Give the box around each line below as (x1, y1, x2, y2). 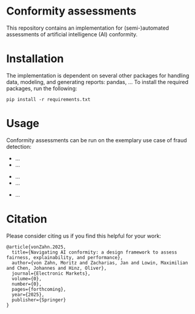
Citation (6, 212, 47, 226)
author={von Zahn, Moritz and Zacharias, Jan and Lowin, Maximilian (12, 260, 188, 266)
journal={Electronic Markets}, (12, 270, 91, 276)
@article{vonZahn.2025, (6, 244, 67, 250)
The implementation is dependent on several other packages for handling (6, 71, 190, 79)
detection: (6, 143, 32, 150)
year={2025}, (12, 292, 45, 298)
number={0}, (12, 281, 42, 287)
